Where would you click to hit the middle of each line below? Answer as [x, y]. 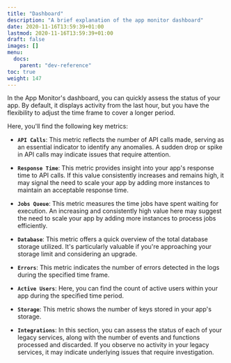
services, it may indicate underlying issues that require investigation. [115, 353]
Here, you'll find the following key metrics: [68, 127]
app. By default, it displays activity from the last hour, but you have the [109, 106]
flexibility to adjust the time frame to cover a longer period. [91, 113]
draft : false [26, 40]
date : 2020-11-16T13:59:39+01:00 [56, 26]
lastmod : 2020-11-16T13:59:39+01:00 [60, 33]
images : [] [23, 46]
